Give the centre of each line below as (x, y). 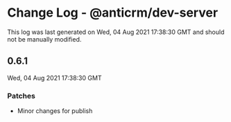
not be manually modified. (44, 39)
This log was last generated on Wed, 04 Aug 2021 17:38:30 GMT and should (116, 32)
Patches (22, 96)
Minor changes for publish (55, 111)
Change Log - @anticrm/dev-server (113, 13)
